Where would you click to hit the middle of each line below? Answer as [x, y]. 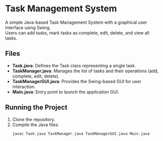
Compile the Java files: [36, 125]
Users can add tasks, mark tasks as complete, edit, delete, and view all [77, 33]
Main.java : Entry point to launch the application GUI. [66, 92]
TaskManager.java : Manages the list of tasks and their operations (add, [85, 71]
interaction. [24, 87]
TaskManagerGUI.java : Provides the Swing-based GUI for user [77, 81]
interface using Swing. [28, 27]
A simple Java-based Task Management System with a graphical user [76, 22]
